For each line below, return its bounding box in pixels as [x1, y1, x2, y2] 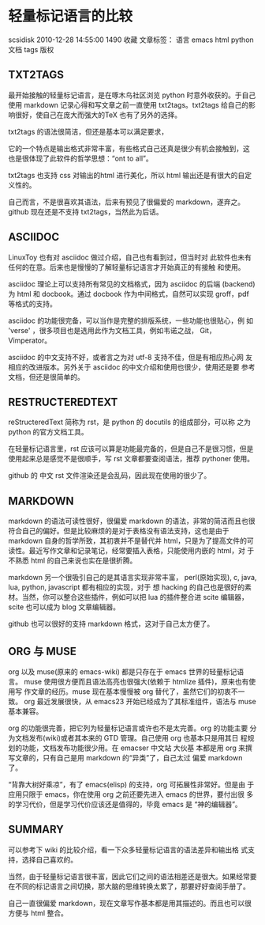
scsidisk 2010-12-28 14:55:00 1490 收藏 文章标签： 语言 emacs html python [8, 35, 254, 44]
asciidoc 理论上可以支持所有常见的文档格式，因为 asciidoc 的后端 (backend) [8, 279, 256, 289]
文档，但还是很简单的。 [8, 372, 84, 381]
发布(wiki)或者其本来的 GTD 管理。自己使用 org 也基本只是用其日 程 [28, 734, 248, 742]
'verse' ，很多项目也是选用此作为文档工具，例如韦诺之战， [8, 325, 199, 335]
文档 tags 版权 [8, 44, 54, 54]
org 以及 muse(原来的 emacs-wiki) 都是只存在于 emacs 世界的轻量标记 [8, 667, 237, 677]
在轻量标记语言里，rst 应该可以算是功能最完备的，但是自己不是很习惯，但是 [8, 444, 254, 453]
